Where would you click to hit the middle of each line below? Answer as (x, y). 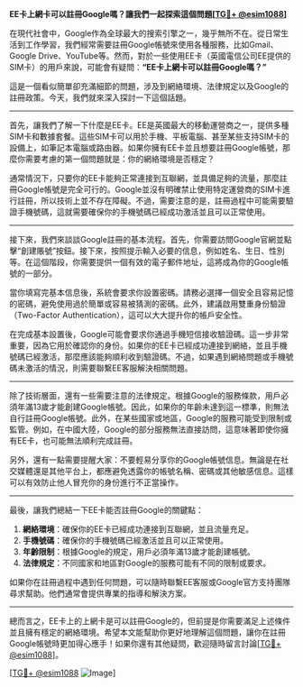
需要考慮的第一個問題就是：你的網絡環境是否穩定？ (119, 159)
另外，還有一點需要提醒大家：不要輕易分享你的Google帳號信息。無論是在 (145, 460)
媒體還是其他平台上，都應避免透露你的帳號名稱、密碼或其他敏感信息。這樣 (155, 471)
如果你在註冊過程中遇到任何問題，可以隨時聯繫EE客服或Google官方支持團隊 (150, 582)
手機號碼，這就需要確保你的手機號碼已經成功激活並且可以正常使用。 (143, 212)
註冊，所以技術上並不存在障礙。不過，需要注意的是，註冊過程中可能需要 (151, 201)
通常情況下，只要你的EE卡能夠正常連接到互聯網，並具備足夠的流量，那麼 (144, 178)
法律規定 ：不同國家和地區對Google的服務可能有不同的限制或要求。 (147, 563)
